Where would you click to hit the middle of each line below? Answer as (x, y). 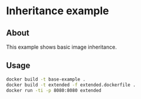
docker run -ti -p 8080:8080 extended (54, 90)
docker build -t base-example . (46, 79)
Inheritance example (58, 11)
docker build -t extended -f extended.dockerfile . (71, 85)
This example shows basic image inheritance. (61, 47)
